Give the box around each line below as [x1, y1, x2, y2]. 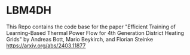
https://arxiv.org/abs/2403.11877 [6, 42, 86, 49]
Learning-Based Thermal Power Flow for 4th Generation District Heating [6, 29, 184, 36]
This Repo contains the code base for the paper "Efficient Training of [6, 23, 176, 30]
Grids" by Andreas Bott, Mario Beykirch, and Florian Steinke [6, 35, 154, 43]
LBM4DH [6, 4, 52, 17]
